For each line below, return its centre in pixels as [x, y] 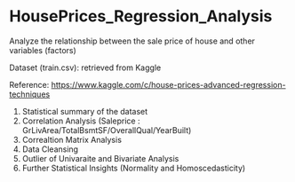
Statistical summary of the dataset [85, 111]
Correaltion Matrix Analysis [72, 139]
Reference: [29, 84]
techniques [30, 94]
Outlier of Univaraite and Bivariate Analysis [100, 158]
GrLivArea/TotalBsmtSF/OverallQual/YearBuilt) [107, 130]
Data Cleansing [50, 149]
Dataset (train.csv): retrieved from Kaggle [85, 67]
